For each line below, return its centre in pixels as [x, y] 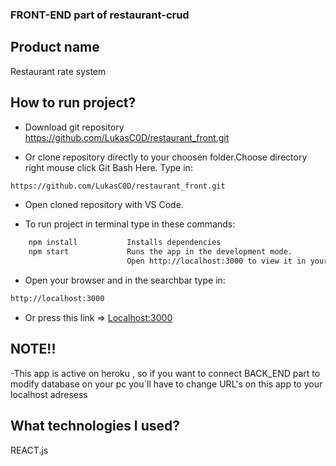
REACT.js [29, 450]
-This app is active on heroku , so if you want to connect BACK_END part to [165, 373]
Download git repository [74, 127]
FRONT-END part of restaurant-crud [100, 15]
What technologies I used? [95, 426]
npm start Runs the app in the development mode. [160, 252]
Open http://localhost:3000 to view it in [216, 261]
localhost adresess [49, 394]
